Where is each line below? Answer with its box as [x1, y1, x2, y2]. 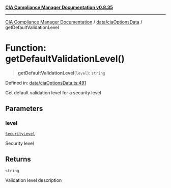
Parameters [5, 104, 43, 113]
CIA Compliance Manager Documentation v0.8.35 [5, 5, 113, 10]
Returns [5, 155, 32, 164]
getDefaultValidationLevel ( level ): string [17, 70, 105, 76]
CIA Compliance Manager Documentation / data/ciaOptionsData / [5, 19, 142, 25]
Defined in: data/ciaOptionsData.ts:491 [5, 79, 87, 86]
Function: [5, 42, 47, 54]
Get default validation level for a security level [5, 89, 101, 96]
